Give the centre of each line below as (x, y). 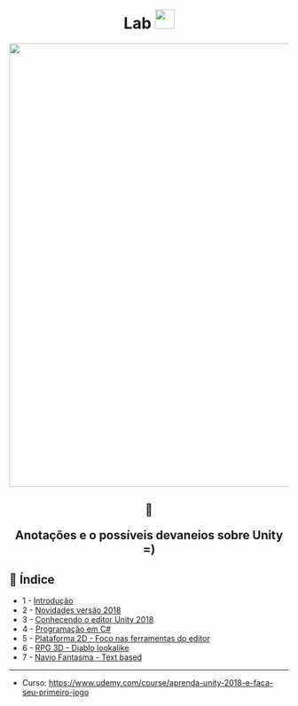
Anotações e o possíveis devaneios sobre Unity (149, 535)
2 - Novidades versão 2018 (71, 610)
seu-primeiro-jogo (55, 693)
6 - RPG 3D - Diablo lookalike (75, 648)
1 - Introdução (47, 601)
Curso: (34, 683)
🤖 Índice (32, 580)
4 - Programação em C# (67, 629)
